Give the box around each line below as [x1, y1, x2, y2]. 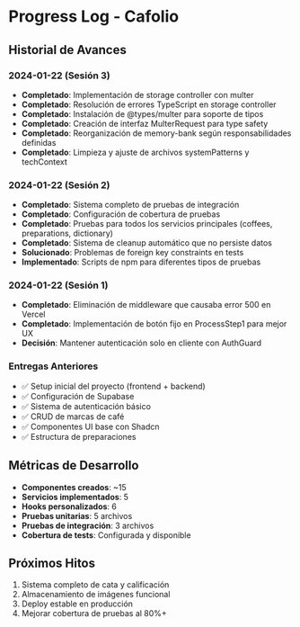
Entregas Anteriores [8, 360, 99, 372]
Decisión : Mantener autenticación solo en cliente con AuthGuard [21, 337, 262, 348]
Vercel [21, 309, 46, 320]
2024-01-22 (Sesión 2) [8, 178, 110, 191]
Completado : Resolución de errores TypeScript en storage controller [21, 99, 277, 110]
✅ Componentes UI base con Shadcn [21, 421, 160, 432]
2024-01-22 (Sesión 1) [8, 279, 109, 291]
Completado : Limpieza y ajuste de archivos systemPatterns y [21, 147, 250, 157]
